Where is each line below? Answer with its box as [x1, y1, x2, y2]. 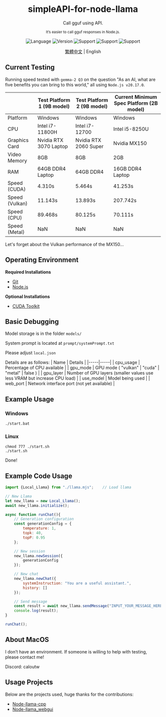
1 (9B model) [38, 103, 70, 110]
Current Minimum [114, 93, 157, 100]
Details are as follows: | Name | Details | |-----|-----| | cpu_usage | [5, 359, 140, 366]
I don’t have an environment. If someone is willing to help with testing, [5, 648, 147, 654]
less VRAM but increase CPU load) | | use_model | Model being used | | [5, 375, 150, 381]
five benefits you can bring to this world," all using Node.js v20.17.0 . [5, 81, 145, 87]
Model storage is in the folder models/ [5, 330, 82, 336]
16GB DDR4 [113, 165, 142, 172]
